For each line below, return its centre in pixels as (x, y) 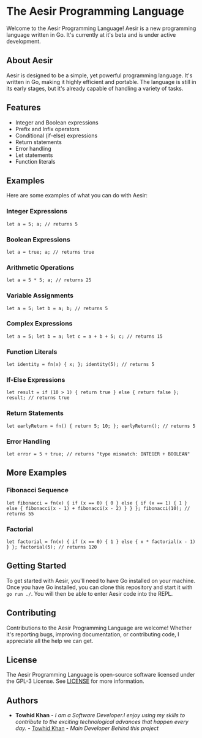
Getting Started (36, 566)
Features (24, 108)
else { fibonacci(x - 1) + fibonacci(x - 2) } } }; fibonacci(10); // (98, 508)
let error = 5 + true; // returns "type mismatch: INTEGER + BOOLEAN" (98, 454)
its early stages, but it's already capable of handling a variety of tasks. (95, 88)
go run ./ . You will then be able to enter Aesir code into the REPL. (90, 593)
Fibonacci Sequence (37, 490)
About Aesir (30, 60)
